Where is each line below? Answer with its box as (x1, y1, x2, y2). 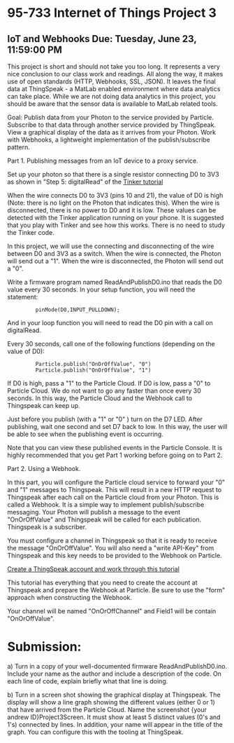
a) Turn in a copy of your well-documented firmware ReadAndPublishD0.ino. (7, 662, 228, 670)
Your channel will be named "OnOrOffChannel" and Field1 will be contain (7, 607, 217, 615)
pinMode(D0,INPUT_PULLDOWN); (35, 306, 120, 313)
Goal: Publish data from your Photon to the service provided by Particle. (7, 114, 214, 121)
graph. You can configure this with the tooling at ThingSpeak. (7, 728, 184, 736)
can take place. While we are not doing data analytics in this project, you (7, 93, 216, 100)
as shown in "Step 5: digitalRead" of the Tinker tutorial (7, 177, 163, 186)
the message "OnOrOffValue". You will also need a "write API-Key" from (7, 544, 214, 552)
